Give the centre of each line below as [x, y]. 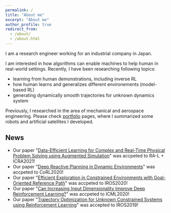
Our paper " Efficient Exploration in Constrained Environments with [83, 177]
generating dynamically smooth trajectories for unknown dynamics [83, 95]
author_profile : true [28, 24]
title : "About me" [25, 15]
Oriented [22, 183]
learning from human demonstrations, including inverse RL [75, 79]
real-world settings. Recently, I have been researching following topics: [80, 69]
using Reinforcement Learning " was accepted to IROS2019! [75, 205]
